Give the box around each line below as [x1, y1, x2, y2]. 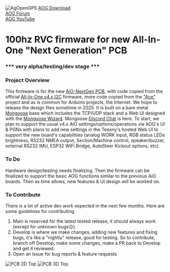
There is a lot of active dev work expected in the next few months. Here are [5, 203, 165, 209]
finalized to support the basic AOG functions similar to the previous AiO [5, 172, 157, 179]
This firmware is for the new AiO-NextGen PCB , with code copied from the [5, 88, 163, 94]
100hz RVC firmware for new [5, 34, 130, 46]
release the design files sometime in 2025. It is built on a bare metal [5, 105, 148, 111]
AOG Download [38, 5, 71, 11]
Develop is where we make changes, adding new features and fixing [12, 229, 158, 235]
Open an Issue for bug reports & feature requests [12, 251, 117, 257]
